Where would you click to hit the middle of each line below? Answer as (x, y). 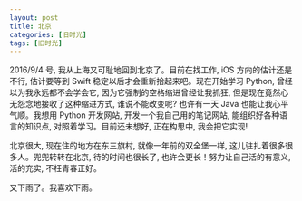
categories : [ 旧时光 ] (48, 34)
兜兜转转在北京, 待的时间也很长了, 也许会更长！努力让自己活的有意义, (162, 157)
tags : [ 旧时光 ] (36, 43)
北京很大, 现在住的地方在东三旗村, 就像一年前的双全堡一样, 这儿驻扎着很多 (147, 146)
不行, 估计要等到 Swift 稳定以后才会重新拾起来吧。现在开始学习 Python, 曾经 (151, 81)
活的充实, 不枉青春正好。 (55, 168)
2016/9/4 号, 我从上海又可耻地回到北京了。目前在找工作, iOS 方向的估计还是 (151, 70)
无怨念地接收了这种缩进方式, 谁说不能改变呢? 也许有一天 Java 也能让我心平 (149, 104)
